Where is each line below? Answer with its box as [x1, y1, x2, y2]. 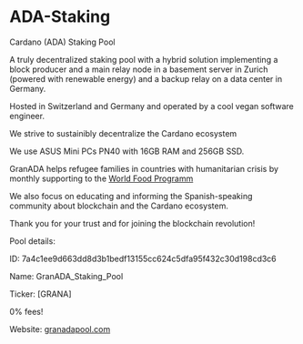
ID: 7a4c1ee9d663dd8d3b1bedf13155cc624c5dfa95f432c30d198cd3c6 [9, 253, 278, 264]
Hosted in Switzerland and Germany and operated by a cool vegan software [9, 100, 294, 111]
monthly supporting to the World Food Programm [9, 173, 194, 184]
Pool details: [9, 235, 56, 247]
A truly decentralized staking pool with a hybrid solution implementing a [9, 54, 278, 65]
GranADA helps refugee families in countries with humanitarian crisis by [9, 163, 279, 174]
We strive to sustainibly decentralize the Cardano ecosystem [9, 127, 237, 138]
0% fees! [9, 306, 44, 317]
